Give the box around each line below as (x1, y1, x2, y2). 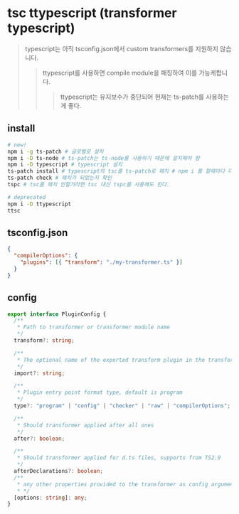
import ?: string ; (14, 370, 65, 377)
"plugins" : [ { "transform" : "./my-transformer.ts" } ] (20, 259, 183, 266)
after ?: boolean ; (14, 435, 65, 442)
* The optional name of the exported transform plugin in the (16, 356, 205, 363)
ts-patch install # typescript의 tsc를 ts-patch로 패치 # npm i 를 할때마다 (7, 168, 225, 175)
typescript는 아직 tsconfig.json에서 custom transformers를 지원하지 (24, 44, 219, 53)
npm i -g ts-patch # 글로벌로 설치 (7, 148, 105, 155)
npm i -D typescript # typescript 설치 (7, 161, 123, 168)
